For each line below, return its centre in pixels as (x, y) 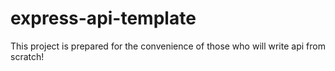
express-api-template (103, 18)
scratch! (27, 56)
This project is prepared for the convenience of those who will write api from (168, 46)
